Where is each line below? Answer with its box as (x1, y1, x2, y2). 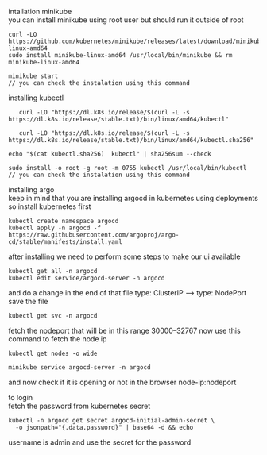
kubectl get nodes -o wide (8, 349, 98, 357)
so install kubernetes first (8, 202, 91, 211)
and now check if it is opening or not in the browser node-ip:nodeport (8, 377, 237, 387)
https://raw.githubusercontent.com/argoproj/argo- (8, 231, 180, 239)
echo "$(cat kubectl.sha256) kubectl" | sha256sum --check (8, 150, 212, 158)
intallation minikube (8, 7, 72, 16)
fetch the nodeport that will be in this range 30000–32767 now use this (8, 326, 241, 335)
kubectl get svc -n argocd (8, 312, 98, 320)
